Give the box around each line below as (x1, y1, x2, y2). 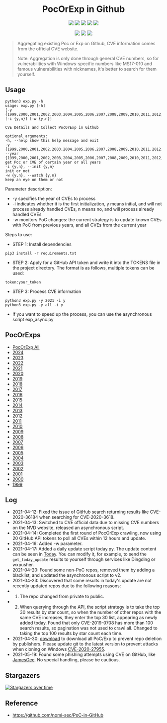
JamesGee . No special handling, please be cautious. (12, 657, 120, 663)
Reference (5, 699, 38, 707)
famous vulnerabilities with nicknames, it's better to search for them (17, 66, 157, 72)
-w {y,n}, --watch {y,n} (5, 173, 57, 178)
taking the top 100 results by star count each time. (19, 631, 123, 636)
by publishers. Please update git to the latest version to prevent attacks (12, 641, 158, 647)
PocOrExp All (12, 344, 40, 350)
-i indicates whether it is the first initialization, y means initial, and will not (12, 200, 162, 207)
